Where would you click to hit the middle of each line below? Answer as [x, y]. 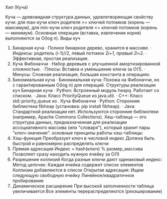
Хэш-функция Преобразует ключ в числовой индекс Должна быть [83, 138]
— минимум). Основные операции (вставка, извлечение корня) [73, 33]
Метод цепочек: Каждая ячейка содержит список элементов [78, 165]
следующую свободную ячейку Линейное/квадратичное [73, 175]
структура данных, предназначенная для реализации [70, 122]
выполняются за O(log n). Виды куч [43, 38]
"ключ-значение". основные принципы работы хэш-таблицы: [78, 133]
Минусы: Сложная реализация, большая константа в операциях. [82, 74]
